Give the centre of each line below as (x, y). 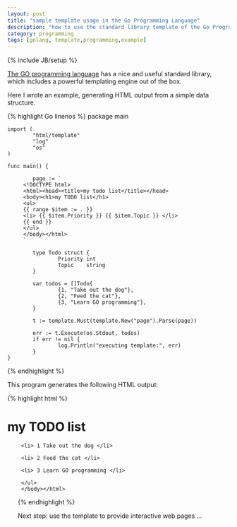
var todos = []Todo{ (63, 284)
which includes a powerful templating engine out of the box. (95, 81)
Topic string (81, 266)
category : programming (41, 34)
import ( (20, 129)
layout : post (26, 14)
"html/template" (56, 136)
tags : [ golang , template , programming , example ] (77, 40)
